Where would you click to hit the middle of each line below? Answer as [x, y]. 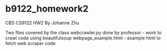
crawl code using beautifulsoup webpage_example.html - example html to [83, 38]
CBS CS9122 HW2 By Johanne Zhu [42, 23]
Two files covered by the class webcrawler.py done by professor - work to [83, 32]
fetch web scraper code [31, 43]
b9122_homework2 [47, 9]
